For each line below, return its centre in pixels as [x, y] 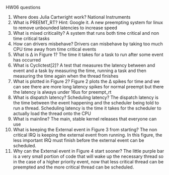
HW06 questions [23, 7]
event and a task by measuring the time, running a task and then [79, 71]
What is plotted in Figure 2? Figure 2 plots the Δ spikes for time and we [86, 81]
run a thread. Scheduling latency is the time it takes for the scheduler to [87, 108]
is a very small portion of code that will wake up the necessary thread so [88, 156]
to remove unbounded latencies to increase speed [65, 28]
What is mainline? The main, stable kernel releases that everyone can [85, 119]
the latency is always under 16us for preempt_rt [62, 92]
